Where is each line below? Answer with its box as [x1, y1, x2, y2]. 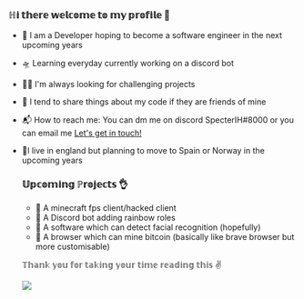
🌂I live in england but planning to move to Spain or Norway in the [21, 145, 265, 156]
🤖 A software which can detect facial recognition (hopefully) [35, 222, 261, 233]
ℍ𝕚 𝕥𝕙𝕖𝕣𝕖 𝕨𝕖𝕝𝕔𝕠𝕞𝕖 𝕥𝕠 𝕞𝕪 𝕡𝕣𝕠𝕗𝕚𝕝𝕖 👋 [8, 8, 170, 21]
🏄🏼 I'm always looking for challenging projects [21, 79, 196, 90]
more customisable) [35, 241, 110, 252]
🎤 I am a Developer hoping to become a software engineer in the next [21, 30, 283, 41]
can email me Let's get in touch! [21, 127, 142, 139]
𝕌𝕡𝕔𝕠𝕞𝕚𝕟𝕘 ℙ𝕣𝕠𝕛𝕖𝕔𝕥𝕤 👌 [21, 178, 128, 191]
